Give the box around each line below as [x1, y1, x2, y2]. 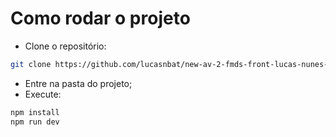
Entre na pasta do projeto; [24, 77, 133, 89]
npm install [10, 107, 60, 117]
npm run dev [10, 117, 60, 127]
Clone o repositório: [24, 40, 107, 52]
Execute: [24, 88, 62, 100]
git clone [10, 59, 52, 69]
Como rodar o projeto [10, 7, 191, 30]
